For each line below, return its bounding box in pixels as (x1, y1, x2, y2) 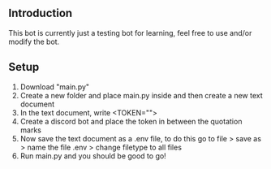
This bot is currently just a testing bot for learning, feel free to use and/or (8, 28, 252, 37)
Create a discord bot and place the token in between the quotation (19, 116, 243, 126)
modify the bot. (8, 37, 60, 46)
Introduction (8, 6, 73, 20)
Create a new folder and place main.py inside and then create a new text (19, 90, 264, 100)
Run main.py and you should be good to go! (19, 150, 166, 161)
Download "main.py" (19, 81, 90, 92)
